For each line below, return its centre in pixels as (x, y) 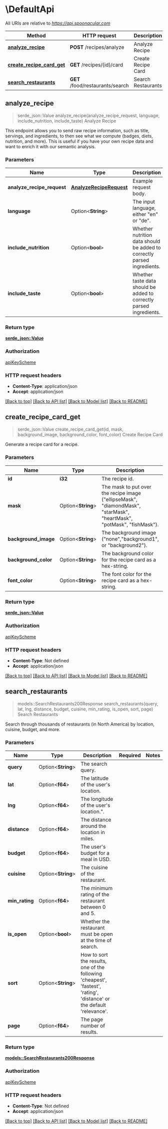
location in (93, 833)
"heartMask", (117, 519)
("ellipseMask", (119, 499)
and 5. (88, 913)
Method (36, 35)
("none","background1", (130, 539)
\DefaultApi (30, 9)
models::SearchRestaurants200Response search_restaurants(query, (88, 703)
